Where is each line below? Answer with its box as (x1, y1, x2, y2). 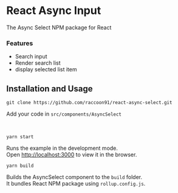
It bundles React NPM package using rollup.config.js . (6, 180, 146, 188)
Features (6, 39, 33, 47)
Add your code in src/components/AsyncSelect (6, 110, 122, 118)
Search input (15, 53, 47, 60)
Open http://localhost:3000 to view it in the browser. (6, 151, 137, 158)
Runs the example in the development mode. (6, 144, 118, 152)
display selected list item (15, 66, 77, 73)
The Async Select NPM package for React (6, 24, 112, 31)
